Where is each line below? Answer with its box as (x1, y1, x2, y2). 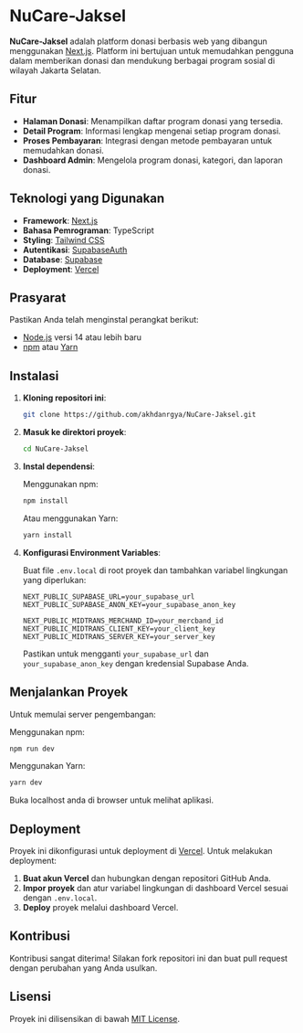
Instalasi (9, 367, 59, 384)
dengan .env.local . (22, 892, 98, 903)
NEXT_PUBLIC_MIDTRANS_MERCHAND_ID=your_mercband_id (22, 616, 224, 625)
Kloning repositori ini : (22, 392, 107, 403)
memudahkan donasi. (22, 144, 105, 155)
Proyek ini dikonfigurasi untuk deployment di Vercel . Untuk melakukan (9, 846, 273, 857)
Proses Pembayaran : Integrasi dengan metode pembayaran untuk (22, 134, 272, 146)
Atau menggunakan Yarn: (22, 513, 119, 524)
